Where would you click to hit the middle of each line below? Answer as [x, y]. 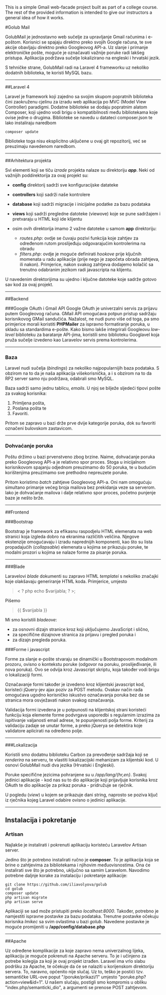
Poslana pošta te [29, 408]
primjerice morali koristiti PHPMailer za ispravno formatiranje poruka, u [78, 324]
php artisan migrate [26, 898]
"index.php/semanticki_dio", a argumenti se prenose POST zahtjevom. [76, 988]
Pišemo [13, 600]
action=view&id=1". [24, 982]
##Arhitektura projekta [28, 161]
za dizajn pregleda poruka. [39, 640]
